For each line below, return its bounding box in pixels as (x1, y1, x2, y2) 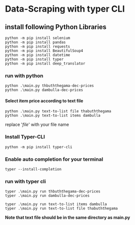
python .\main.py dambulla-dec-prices (5, 87, 83, 93)
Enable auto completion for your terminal (5, 156, 103, 162)
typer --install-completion (5, 167, 62, 172)
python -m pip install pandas (5, 40, 66, 45)
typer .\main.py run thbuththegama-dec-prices (5, 189, 101, 194)
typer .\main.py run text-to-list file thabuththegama (5, 206, 118, 211)
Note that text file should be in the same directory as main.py (5, 215, 131, 221)
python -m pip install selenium (5, 35, 70, 40)
